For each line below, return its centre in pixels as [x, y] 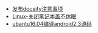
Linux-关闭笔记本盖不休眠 [44, 16]
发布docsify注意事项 [37, 9]
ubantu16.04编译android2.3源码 [52, 24]
